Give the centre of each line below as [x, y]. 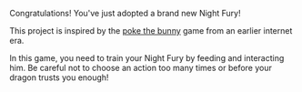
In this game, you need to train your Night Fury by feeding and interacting [147, 58]
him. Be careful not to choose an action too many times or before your [141, 68]
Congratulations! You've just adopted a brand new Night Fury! [125, 13]
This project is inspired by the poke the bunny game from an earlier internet [151, 31]
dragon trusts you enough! [59, 77]
